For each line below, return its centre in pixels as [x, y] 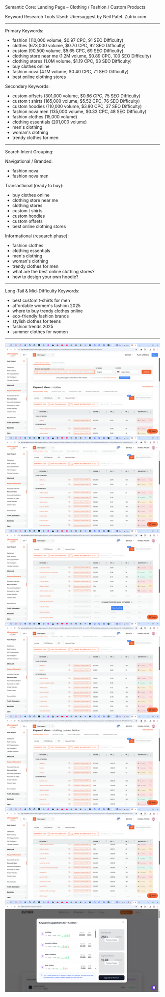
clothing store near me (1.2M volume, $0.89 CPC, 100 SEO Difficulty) [82, 56]
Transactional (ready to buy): [34, 185]
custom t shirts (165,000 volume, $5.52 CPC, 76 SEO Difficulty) [76, 101]
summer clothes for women [40, 332]
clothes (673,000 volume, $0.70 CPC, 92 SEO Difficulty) [69, 45]
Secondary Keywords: [27, 86]
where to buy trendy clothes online [47, 311]
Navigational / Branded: [29, 161]
